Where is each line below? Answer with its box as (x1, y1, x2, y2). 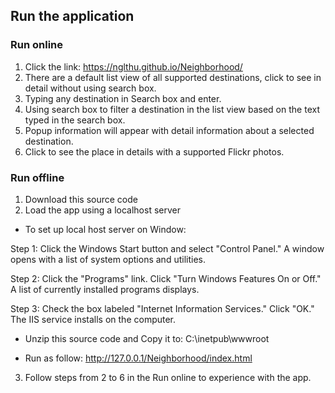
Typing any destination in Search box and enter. (24, 92, 222, 104)
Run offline (10, 170, 65, 184)
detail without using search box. (24, 82, 157, 94)
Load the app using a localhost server (24, 204, 181, 216)
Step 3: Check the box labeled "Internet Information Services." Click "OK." (10, 302, 315, 314)
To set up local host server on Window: (24, 223, 187, 235)
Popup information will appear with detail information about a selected (24, 124, 315, 136)
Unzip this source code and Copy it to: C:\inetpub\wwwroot (24, 332, 270, 344)
